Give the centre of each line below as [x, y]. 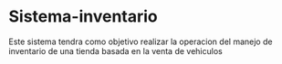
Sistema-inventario [84, 17]
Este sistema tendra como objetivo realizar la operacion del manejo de [141, 41]
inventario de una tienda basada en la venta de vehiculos [115, 50]
